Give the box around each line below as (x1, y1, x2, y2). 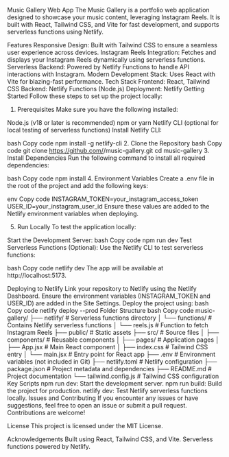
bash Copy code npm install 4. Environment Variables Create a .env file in (7, 174, 215, 183)
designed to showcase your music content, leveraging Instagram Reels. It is (7, 13, 221, 21)
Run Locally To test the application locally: (16, 223, 136, 231)
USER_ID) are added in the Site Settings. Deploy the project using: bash (7, 299, 209, 307)
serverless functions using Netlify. (7, 27, 104, 36)
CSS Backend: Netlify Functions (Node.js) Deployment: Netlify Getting (7, 85, 205, 93)
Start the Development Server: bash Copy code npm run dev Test (7, 236, 192, 244)
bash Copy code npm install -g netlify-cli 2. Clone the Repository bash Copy (7, 139, 223, 147)
